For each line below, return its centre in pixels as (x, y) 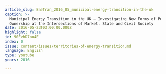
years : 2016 (17, 60)
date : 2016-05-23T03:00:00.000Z (38, 28)
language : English (24, 50)
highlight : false (23, 32)
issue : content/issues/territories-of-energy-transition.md (68, 46)
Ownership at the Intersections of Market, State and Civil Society (82, 23)
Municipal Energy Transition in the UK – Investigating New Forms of (83, 19)
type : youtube (20, 55)
